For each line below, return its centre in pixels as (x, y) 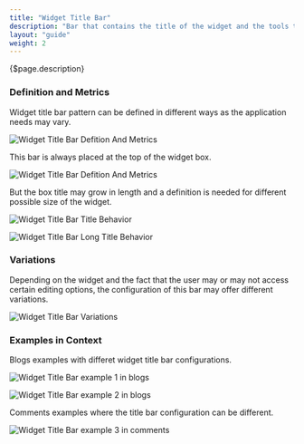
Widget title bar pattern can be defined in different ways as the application (148, 112)
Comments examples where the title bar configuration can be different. (142, 412)
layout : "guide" (40, 34)
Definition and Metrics (60, 92)
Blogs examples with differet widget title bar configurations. (121, 360)
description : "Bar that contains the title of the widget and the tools (149, 26)
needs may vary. (40, 121)
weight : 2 (28, 43)
